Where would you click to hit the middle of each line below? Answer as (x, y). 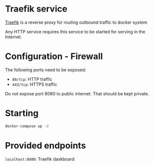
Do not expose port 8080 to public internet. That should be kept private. (77, 93)
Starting (22, 113)
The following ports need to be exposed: (46, 70)
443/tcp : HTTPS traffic (34, 84)
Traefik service (36, 9)
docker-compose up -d (27, 126)
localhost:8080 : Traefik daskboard (40, 159)
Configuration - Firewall (54, 56)
